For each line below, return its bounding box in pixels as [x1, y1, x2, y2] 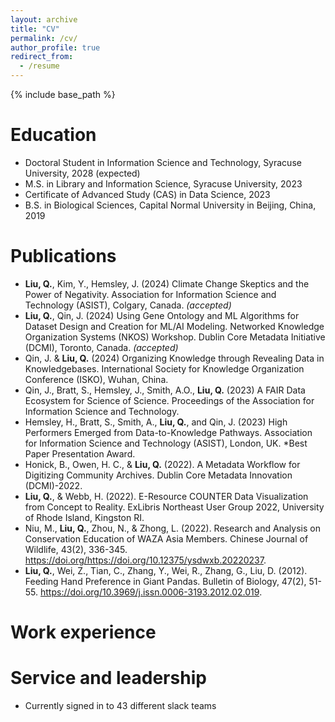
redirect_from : [10, 52, 74, 62]
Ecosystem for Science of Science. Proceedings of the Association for [24, 394, 315, 406]
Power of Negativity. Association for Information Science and [24, 288, 277, 300]
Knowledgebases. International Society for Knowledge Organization [24, 362, 305, 375]
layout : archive [10, 14, 78, 25]
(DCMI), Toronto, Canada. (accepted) [24, 341, 179, 353]
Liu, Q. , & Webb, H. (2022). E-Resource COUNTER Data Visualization [24, 490, 309, 502]
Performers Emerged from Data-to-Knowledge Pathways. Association [24, 426, 313, 438]
